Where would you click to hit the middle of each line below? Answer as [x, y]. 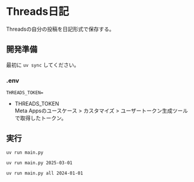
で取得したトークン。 [41, 118]
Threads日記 [38, 12]
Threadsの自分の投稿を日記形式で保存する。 [60, 29]
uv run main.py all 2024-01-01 [45, 173]
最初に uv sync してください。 [43, 64]
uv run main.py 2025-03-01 [39, 162]
